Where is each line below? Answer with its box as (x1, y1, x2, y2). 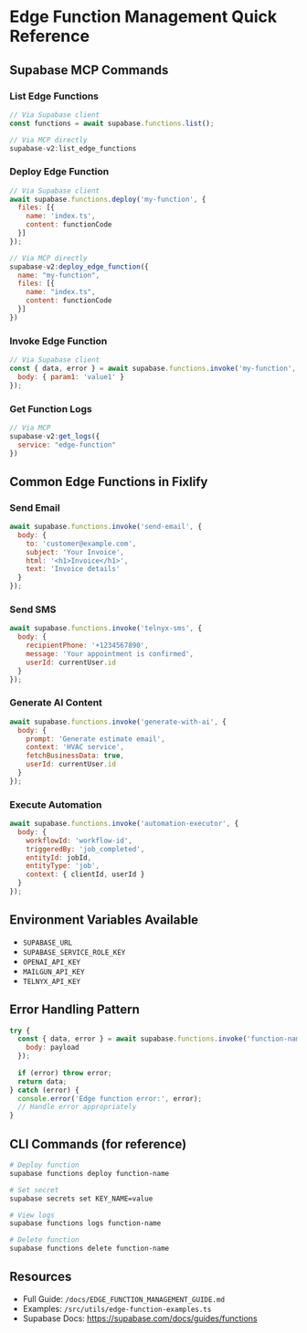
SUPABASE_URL (22, 938, 73, 947)
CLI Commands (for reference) (9, 1136, 187, 1152)
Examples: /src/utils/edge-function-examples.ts (22, 1303, 212, 1314)
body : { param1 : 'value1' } (17, 372, 125, 381)
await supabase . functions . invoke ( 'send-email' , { (9, 523, 203, 532)
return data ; (17, 1076, 68, 1086)
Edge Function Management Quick (9, 6, 278, 27)
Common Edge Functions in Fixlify (9, 473, 208, 490)
